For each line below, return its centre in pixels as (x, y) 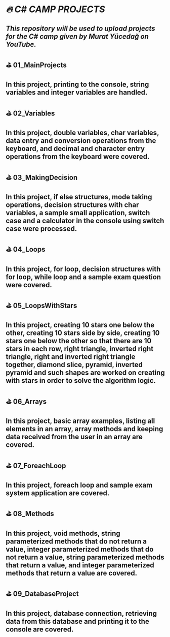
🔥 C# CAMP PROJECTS (55, 9)
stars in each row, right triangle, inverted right (80, 349)
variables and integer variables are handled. (77, 93)
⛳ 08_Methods (30, 514)
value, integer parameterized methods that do (80, 549)
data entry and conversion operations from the (81, 141)
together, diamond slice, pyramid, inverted (74, 365)
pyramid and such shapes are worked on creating (85, 373)
